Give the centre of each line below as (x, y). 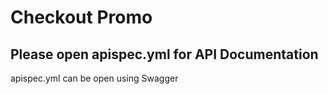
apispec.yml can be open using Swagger (94, 78)
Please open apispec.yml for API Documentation (164, 54)
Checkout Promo (81, 17)
